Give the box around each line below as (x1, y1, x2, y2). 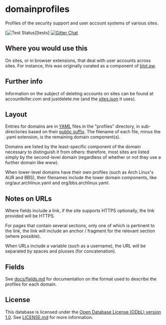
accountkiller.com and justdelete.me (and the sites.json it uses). (5, 96, 136, 102)
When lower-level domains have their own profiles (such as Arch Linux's (5, 169, 154, 175)
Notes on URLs (5, 194, 52, 203)
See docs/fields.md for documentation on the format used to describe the (5, 276, 157, 282)
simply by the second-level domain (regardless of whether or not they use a (5, 154, 161, 160)
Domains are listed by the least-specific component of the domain (5, 144, 141, 150)
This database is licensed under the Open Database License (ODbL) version (5, 309, 161, 315)
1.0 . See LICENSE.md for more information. (5, 314, 93, 320)
